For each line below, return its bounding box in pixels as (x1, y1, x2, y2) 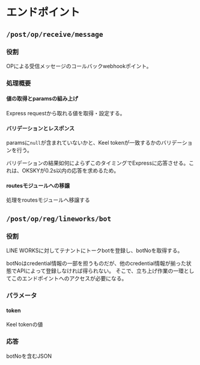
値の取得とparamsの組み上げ (6, 95, 79, 103)
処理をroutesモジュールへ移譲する (6, 197, 90, 204)
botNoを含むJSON (6, 352, 52, 360)
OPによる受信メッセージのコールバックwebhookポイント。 (6, 62, 152, 69)
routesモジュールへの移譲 (6, 182, 70, 189)
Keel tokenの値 (6, 321, 43, 328)
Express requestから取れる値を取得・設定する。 (6, 110, 126, 116)
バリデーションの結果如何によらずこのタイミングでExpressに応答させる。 (6, 159, 189, 167)
